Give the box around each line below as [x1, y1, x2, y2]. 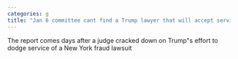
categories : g [7, 10, 50, 18]
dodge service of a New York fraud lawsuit [7, 44, 132, 52]
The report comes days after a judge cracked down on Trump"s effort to [7, 36, 218, 44]
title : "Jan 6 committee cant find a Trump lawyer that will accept [7, 17, 214, 24]
